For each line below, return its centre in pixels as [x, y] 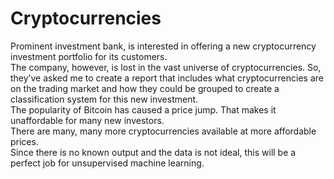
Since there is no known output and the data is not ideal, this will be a [153, 152]
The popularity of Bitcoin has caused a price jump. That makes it [143, 109]
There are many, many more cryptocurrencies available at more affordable [163, 131]
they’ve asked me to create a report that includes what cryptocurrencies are [167, 78]
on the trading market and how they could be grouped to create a [145, 88]
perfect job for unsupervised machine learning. [107, 163]
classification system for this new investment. [104, 99]
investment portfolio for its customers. [89, 56]
